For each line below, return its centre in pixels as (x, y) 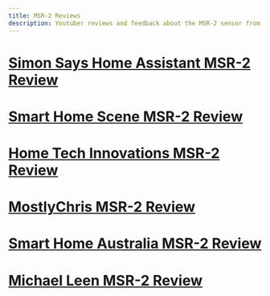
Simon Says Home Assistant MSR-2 (130, 63)
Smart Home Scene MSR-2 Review (126, 116)
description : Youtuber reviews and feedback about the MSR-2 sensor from (135, 23)
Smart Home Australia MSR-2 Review (135, 243)
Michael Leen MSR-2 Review (106, 280)
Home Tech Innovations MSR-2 (114, 154)
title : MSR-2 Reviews (45, 16)
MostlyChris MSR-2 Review (102, 207)
